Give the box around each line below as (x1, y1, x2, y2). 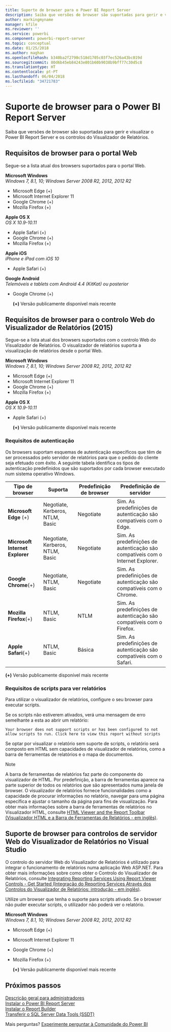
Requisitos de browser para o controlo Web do (5, 315, 155, 324)
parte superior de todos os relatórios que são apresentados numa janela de (5, 782, 163, 788)
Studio (5, 845, 27, 854)
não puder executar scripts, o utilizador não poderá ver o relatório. (5, 901, 145, 908)
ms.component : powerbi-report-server (5, 36, 85, 41)
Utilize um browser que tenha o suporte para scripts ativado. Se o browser (5, 896, 162, 902)
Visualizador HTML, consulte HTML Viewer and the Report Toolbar (5, 809, 145, 815)
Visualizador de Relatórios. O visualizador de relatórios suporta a (5, 342, 141, 348)
